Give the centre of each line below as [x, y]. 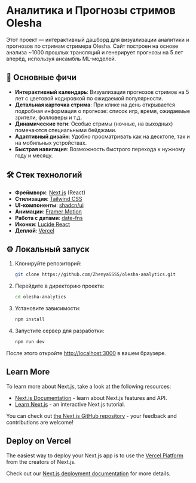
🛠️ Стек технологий [44, 175]
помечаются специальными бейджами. [65, 130]
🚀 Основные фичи [41, 77]
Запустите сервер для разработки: [59, 331]
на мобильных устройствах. [51, 143]
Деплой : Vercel [35, 230]
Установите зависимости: [48, 308]
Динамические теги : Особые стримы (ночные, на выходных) [94, 124]
